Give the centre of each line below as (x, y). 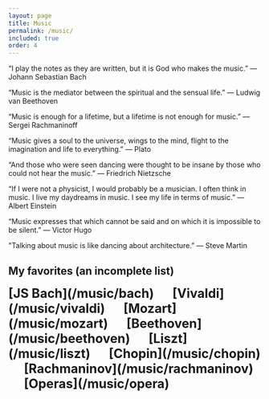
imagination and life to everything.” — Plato (79, 149)
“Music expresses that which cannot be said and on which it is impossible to (134, 222)
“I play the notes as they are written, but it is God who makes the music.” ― (133, 68)
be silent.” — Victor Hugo (50, 230)
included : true (34, 38)
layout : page (30, 16)
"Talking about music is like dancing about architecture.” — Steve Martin (128, 246)
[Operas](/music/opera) (97, 383)
